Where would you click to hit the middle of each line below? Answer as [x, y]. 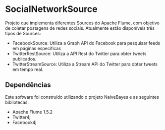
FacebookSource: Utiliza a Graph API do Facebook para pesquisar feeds [86, 43]
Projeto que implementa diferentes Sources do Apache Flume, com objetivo [82, 23]
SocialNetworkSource [51, 9]
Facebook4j [24, 122]
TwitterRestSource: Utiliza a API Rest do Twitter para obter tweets [79, 54]
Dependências [28, 85]
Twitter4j [21, 117]
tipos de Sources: [23, 33]
